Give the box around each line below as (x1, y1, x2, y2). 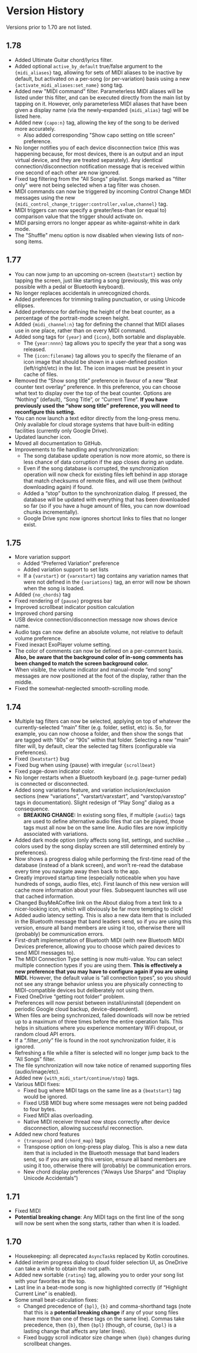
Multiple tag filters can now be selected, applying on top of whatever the (14, 717, 191, 725)
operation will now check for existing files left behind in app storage (23, 471, 188, 478)
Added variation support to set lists (23, 566, 109, 573)
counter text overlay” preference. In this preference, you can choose (14, 383, 181, 390)
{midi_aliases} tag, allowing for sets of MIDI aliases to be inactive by (14, 69, 183, 76)
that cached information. (14, 893, 75, 900)
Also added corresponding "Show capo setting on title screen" (23, 131, 175, 138)
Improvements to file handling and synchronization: (14, 446, 139, 453)
